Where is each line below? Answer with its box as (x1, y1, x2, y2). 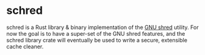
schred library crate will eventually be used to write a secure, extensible (6, 36, 188, 44)
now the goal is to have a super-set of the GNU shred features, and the (6, 30, 185, 37)
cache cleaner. (6, 43, 44, 50)
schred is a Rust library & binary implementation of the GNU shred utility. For (6, 24, 199, 31)
